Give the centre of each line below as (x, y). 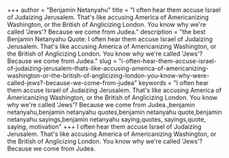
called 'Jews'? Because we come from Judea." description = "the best (107, 32)
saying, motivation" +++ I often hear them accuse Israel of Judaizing (104, 127)
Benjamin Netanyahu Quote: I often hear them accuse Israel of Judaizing (110, 39)
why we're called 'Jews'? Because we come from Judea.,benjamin (101, 105)
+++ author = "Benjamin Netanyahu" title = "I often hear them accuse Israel (114, 10)
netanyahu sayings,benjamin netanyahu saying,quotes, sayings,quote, (107, 119)
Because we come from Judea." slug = (62, 61)
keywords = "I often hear (174, 83)
